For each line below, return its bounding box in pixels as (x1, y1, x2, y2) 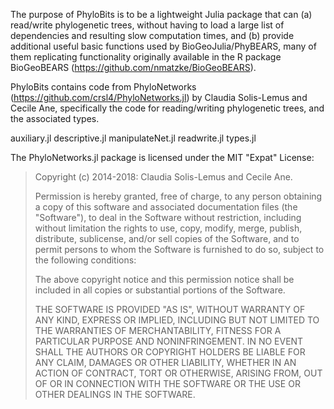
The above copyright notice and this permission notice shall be (34, 274, 295, 285)
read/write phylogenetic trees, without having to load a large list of (10, 19, 285, 31)
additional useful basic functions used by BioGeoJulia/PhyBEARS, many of (10, 40, 317, 52)
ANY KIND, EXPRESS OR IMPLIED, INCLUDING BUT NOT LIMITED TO (34, 314, 320, 326)
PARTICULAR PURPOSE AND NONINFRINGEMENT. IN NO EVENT (34, 335, 304, 347)
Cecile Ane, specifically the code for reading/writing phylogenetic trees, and (10, 102, 325, 114)
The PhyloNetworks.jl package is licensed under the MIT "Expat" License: (10, 152, 315, 163)
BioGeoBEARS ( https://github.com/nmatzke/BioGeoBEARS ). (10, 62, 257, 73)
